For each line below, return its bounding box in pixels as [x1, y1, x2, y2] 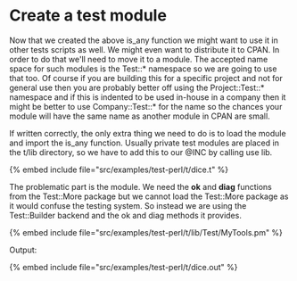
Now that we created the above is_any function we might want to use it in [9, 35, 278, 45]
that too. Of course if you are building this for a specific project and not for [9, 72, 283, 83]
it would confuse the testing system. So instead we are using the [9, 200, 247, 211]
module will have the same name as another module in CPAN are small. [9, 111, 270, 121]
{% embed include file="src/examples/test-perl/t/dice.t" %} [9, 164, 229, 175]
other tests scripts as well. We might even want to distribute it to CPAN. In [9, 44, 280, 54]
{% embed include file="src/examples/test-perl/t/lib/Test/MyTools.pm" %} [9, 227, 284, 237]
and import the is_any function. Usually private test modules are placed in [9, 137, 279, 148]
